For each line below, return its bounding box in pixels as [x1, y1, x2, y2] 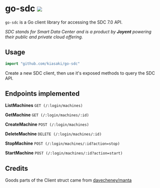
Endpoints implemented [5, 89, 80, 98]
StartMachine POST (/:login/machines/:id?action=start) [5, 150, 123, 156]
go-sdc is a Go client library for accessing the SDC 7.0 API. [5, 19, 123, 25]
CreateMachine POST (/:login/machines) [5, 121, 89, 128]
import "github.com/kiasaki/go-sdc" [5, 61, 80, 66]
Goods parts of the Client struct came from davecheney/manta [5, 177, 132, 183]
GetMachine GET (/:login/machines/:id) [5, 112, 89, 118]
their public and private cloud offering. [5, 34, 83, 40]
